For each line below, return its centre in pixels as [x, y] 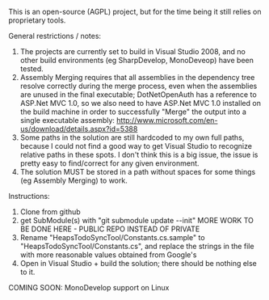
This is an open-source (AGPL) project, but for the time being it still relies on [135, 12]
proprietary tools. [37, 20]
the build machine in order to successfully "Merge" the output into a [133, 112]
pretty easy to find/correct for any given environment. [109, 163]
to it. [27, 272]
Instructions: [29, 196]
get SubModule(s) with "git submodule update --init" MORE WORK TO [137, 220]
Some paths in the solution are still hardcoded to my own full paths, [132, 137]
